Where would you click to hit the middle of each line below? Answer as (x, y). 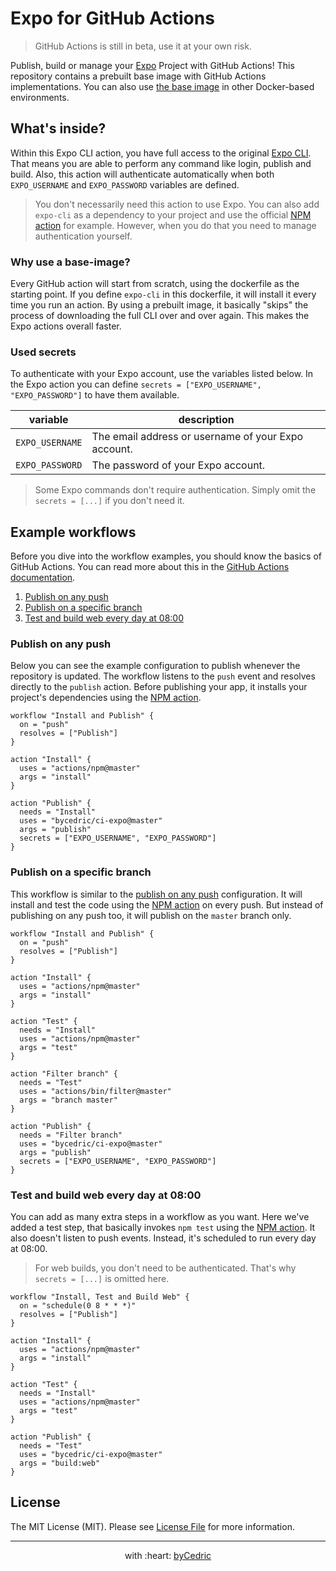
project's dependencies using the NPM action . (106, 698)
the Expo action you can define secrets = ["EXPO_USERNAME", (136, 384)
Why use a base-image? (70, 262)
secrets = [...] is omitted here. (102, 1279)
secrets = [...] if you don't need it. (109, 501)
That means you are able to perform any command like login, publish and (161, 163)
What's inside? (58, 128)
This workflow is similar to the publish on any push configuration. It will (156, 894)
